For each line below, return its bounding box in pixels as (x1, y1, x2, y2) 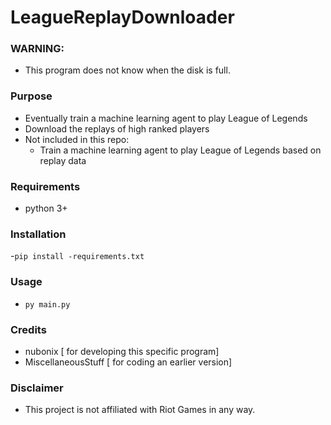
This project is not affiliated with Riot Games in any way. (24, 404, 256, 416)
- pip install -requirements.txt (10, 250, 145, 262)
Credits (10, 322, 47, 336)
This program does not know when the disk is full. (24, 64, 231, 76)
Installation (10, 227, 67, 241)
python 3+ (24, 202, 68, 215)
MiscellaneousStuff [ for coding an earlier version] (24, 356, 233, 368)
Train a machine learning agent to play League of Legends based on (39, 144, 322, 156)
